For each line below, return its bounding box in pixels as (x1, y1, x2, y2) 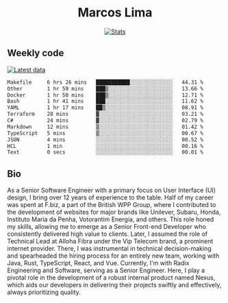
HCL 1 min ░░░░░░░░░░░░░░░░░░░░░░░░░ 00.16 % (7, 143, 204, 149)
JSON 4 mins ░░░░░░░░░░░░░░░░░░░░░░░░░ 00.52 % (7, 136, 204, 143)
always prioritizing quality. (7, 288, 81, 296)
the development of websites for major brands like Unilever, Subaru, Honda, (7, 208, 221, 217)
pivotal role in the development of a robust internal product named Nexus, (7, 274, 216, 282)
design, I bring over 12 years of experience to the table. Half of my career (7, 193, 214, 202)
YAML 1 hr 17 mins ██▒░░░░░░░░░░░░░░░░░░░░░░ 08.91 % (7, 104, 204, 111)
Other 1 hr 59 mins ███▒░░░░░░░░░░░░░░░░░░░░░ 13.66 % (7, 85, 204, 92)
